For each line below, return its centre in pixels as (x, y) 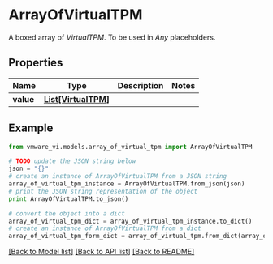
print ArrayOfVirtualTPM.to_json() (69, 199)
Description (141, 85)
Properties (36, 63)
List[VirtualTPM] (76, 99)
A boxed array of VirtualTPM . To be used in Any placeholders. (112, 37)
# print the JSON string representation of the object (103, 191)
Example (31, 128)
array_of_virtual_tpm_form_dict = (67, 236)
